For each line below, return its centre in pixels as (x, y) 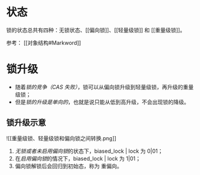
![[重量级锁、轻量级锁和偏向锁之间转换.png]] (61, 138)
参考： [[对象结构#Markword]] (44, 43)
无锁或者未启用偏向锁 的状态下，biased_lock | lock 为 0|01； (89, 151)
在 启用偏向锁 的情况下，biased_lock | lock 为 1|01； (78, 158)
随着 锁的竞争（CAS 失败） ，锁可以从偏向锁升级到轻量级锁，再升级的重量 (104, 87)
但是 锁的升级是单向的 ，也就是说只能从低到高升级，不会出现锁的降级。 (102, 102)
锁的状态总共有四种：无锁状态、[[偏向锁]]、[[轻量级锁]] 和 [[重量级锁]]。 (96, 30)
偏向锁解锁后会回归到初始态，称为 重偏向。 (68, 166)
